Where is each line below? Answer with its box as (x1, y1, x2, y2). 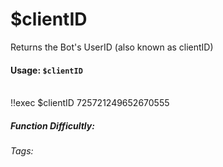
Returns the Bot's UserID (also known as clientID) (10, 41, 214, 53)
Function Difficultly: (10, 119, 95, 132)
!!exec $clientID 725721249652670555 (10, 97, 170, 109)
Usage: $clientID (10, 64, 83, 76)
